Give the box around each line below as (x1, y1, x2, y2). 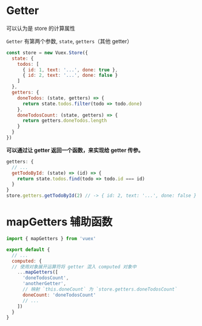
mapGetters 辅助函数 (6, 215, 113, 229)
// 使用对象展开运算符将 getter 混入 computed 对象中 (12, 263, 137, 270)
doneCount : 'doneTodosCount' (22, 292, 96, 298)
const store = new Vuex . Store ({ (6, 49, 88, 55)
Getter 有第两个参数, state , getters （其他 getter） (6, 37, 132, 44)
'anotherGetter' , (22, 281, 67, 287)
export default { (6, 246, 50, 253)
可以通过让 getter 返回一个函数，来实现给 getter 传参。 (6, 146, 144, 154)
